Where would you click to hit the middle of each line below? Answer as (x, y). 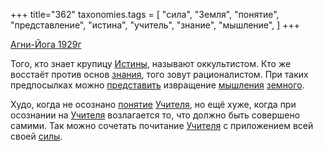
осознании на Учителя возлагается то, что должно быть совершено (155, 115)
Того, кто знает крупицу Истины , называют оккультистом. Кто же (151, 63)
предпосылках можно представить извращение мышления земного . (157, 85)
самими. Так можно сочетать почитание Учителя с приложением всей (162, 125)
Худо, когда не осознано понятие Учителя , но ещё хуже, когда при (153, 104)
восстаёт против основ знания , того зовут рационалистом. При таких (159, 74)
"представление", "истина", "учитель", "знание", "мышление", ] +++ (155, 25)
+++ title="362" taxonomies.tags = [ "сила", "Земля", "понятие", (145, 14)
